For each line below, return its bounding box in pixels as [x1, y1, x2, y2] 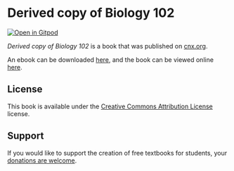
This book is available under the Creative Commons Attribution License [7, 102, 213, 110]
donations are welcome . [7, 156, 77, 165]
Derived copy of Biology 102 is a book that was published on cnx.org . [7, 42, 208, 50]
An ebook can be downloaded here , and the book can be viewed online [7, 55, 214, 64]
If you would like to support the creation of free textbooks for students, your [7, 148, 227, 157]
